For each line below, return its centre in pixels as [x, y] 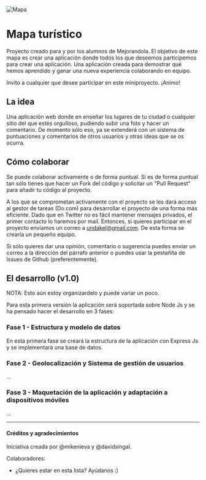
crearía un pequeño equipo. [41, 234]
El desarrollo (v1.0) [43, 278]
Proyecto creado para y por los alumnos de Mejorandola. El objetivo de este [102, 51]
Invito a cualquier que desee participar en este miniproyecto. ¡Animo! [93, 82]
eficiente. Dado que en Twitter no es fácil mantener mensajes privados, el [99, 215]
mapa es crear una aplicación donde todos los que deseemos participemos [101, 58]
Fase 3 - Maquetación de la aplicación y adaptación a [87, 392]
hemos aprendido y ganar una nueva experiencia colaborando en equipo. [99, 70]
